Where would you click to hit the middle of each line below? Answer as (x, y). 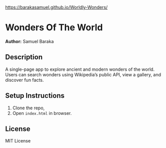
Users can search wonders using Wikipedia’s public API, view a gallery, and (83, 74)
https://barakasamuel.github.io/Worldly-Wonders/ (56, 7)
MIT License (18, 141)
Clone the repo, (29, 108)
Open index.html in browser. (42, 113)
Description (24, 57)
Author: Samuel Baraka (30, 41)
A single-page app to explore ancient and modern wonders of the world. (80, 69)
